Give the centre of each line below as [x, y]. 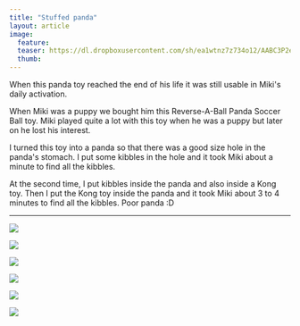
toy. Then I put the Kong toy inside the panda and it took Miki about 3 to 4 [144, 193]
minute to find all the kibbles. [62, 167]
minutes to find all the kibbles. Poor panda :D [92, 203]
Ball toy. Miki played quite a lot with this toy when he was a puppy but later [146, 121]
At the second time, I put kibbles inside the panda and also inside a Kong [143, 184]
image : [21, 34]
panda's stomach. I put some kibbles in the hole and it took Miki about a [142, 157]
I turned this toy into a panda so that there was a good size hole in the [137, 147]
